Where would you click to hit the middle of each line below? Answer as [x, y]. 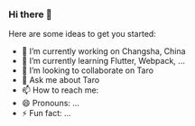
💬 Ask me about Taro [60, 80]
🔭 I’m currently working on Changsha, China [103, 51]
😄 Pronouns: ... [51, 103]
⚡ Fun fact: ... [46, 113]
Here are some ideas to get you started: [83, 34]
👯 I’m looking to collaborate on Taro [88, 70]
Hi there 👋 [31, 14]
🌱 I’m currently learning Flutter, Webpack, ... [103, 61]
